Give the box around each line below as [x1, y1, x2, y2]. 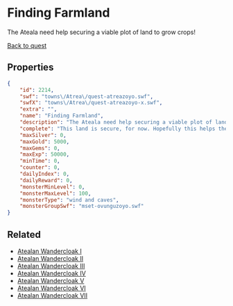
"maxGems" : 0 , [19, 145, 60, 152]
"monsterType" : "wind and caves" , [19, 196, 119, 203]
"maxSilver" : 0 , [19, 131, 67, 138]
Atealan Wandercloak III [17, 261, 85, 270]
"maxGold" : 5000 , [19, 138, 70, 145]
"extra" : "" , [19, 106, 58, 113]
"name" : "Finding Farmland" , [19, 113, 104, 120]
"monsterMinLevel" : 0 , [19, 183, 85, 191]
